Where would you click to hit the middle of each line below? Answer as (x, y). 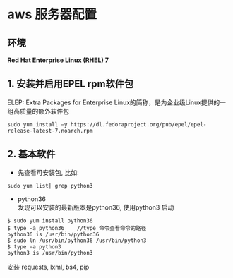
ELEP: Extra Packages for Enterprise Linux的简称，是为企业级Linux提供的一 (117, 102)
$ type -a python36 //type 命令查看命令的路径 (77, 228)
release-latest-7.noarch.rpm (50, 131)
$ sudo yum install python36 (50, 220)
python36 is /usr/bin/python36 (53, 234)
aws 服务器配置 (52, 14)
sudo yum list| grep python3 (50, 186)
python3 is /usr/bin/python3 (50, 253)
